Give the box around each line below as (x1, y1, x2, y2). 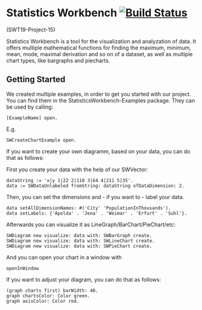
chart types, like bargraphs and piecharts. (6, 57, 110, 64)
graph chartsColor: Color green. (6, 293, 90, 299)
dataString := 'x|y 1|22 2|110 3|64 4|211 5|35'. (6, 177, 134, 183)
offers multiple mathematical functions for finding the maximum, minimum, (6, 44, 192, 51)
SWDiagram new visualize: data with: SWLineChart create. (6, 238, 155, 244)
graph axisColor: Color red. (6, 298, 80, 304)
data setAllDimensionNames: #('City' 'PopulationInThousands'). (6, 205, 171, 211)
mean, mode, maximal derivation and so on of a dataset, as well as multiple (6, 50, 193, 57)
